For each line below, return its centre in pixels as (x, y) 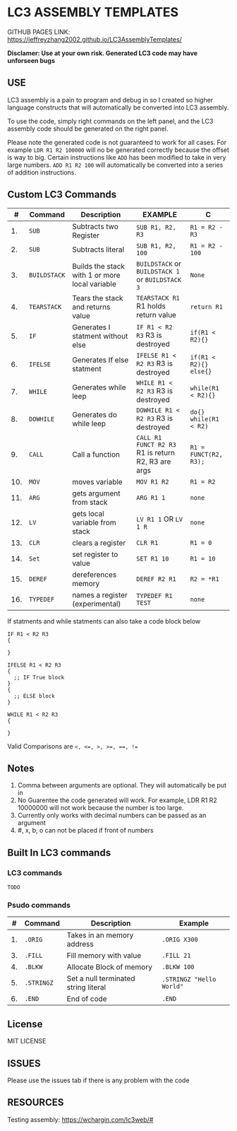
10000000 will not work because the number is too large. (101, 808)
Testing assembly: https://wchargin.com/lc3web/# (80, 1119)
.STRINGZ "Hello (189, 979)
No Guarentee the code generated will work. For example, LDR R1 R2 (117, 800)
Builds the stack (98, 266)
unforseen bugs (31, 60)
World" (173, 986)
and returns (91, 307)
